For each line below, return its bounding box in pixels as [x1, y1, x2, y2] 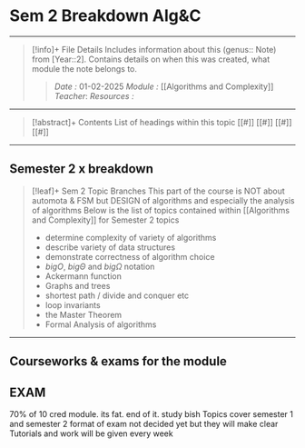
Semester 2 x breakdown [9, 161, 154, 177]
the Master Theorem [44, 309, 123, 320]
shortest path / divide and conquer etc [44, 290, 190, 301]
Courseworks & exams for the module [9, 353, 227, 369]
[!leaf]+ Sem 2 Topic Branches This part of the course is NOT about [31, 185, 286, 196]
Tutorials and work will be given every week [9, 428, 174, 439]
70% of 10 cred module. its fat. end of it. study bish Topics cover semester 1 [9, 408, 293, 419]
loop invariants [44, 299, 102, 310]
